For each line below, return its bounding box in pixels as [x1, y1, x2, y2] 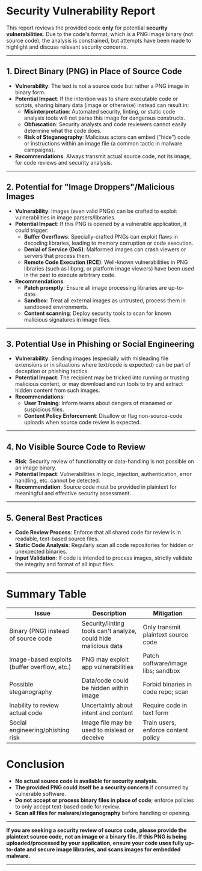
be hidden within [81, 683, 129, 692]
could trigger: [14, 227, 49, 234]
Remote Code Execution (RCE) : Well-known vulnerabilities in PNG [23, 258, 188, 266]
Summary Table [6, 587, 87, 601]
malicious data [81, 641, 123, 650]
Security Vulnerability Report [6, 4, 156, 18]
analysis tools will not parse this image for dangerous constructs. [23, 114, 185, 121]
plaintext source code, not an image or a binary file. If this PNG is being [6, 833, 188, 840]
